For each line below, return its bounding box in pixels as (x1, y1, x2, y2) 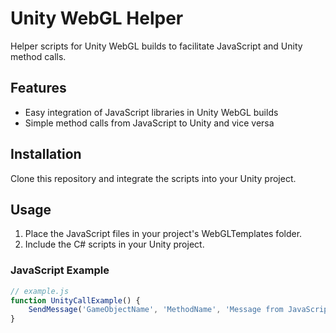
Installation (10, 146, 82, 163)
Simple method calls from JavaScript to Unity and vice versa (24, 117, 275, 129)
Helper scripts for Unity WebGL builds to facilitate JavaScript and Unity (10, 40, 303, 52)
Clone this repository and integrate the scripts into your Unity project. (10, 172, 297, 184)
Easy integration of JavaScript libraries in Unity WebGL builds (24, 106, 279, 118)
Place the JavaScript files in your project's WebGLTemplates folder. (24, 228, 303, 240)
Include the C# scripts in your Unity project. (24, 238, 205, 251)
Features (10, 80, 67, 97)
